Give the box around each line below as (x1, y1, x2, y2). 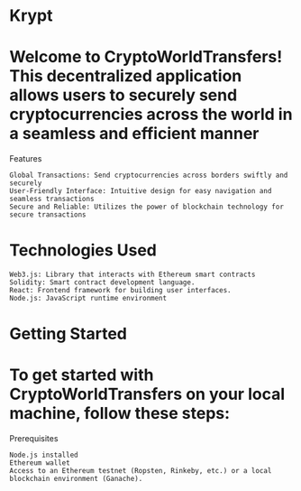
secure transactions (9, 210, 87, 219)
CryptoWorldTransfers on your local (9, 384, 286, 404)
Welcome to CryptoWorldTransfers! (9, 47, 283, 68)
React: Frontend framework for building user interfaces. (9, 286, 232, 295)
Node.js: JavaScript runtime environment (9, 294, 168, 303)
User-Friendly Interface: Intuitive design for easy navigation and (9, 187, 272, 196)
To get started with (9, 365, 154, 385)
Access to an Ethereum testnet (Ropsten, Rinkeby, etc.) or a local (9, 467, 272, 476)
